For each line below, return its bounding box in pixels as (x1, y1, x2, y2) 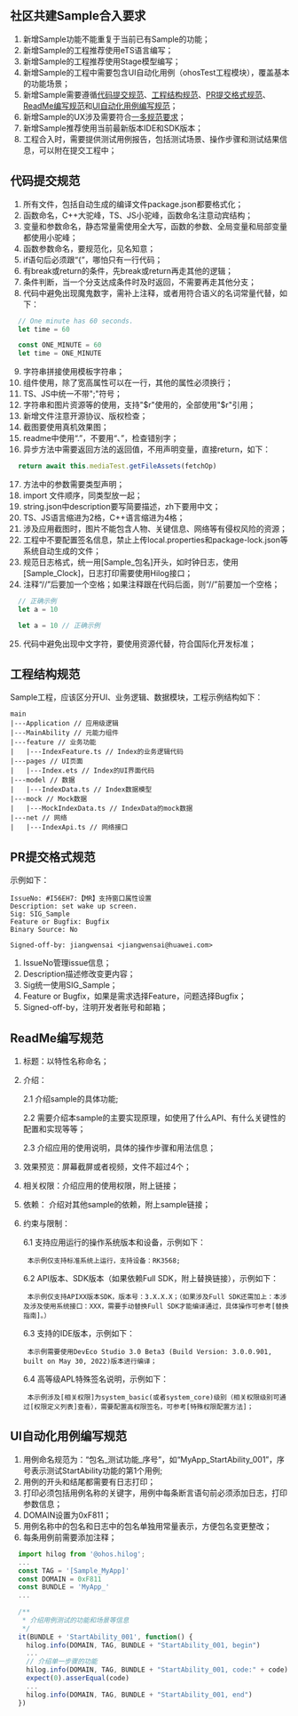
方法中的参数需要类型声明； (22, 479, 125, 489)
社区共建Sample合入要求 (10, 8, 146, 24)
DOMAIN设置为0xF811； (22, 1510, 112, 1520)
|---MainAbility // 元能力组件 (10, 728, 119, 738)
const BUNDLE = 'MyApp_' (18, 1583, 110, 1592)
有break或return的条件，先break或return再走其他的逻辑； (22, 265, 234, 276)
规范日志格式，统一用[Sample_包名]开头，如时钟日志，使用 (22, 557, 239, 567)
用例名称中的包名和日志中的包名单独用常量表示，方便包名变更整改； (22, 1520, 272, 1531)
